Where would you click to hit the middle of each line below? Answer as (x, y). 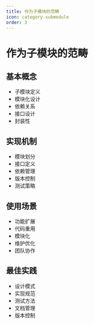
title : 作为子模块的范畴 (33, 11)
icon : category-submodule (37, 17)
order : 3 (17, 22)
